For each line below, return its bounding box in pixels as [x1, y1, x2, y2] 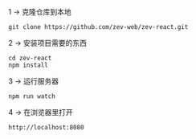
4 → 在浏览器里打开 [8, 108, 74, 117]
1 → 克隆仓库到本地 [8, 7, 71, 16]
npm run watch [8, 92, 56, 100]
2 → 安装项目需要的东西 [8, 39, 87, 47]
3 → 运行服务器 [8, 76, 59, 86]
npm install [8, 61, 48, 69]
